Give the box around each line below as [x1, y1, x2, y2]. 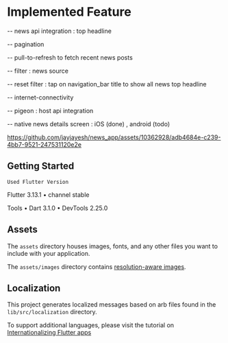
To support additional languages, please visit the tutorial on [7, 321, 175, 329]
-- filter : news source [7, 67, 68, 75]
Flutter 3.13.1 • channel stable [7, 190, 90, 199]
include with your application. [7, 249, 90, 257]
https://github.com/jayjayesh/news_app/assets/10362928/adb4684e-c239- [7, 133, 221, 141]
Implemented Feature [7, 4, 131, 20]
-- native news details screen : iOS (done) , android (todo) [7, 119, 170, 128]
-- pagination [7, 40, 45, 48]
